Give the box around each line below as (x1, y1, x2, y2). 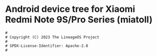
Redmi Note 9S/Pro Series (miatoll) (5, 14, 152, 25)
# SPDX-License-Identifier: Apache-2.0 (5, 43, 88, 48)
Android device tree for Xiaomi (5, 3, 135, 15)
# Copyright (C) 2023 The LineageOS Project (5, 35, 99, 40)
